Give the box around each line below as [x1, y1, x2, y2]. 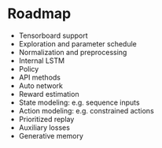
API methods [18, 72, 61, 82]
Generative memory [18, 131, 84, 140]
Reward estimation [18, 89, 79, 98]
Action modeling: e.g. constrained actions [18, 105, 154, 115]
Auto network [18, 80, 64, 91]
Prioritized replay [18, 114, 75, 124]
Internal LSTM [18, 56, 64, 65]
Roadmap [7, 5, 72, 23]
